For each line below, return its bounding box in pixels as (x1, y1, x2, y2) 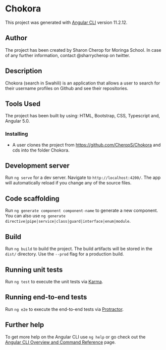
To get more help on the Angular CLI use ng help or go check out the (5, 334, 146, 340)
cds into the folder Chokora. (12, 147, 70, 153)
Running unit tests (5, 265, 63, 274)
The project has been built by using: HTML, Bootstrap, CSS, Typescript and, (5, 113, 160, 119)
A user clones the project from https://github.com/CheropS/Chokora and (12, 142, 161, 148)
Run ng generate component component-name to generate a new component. (5, 207, 159, 214)
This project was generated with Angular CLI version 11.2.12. (5, 19, 128, 25)
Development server (5, 162, 70, 170)
